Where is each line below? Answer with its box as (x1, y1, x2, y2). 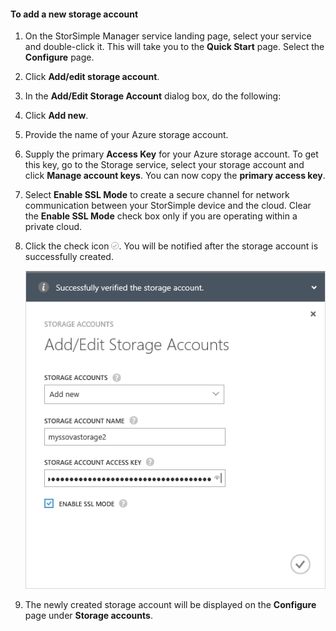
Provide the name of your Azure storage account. (24, 129, 229, 141)
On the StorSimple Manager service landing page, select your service (24, 30, 312, 42)
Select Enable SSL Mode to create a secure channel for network (24, 189, 290, 201)
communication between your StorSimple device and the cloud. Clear (24, 200, 312, 212)
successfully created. (24, 251, 114, 263)
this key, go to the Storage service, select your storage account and (24, 159, 305, 171)
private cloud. (24, 221, 83, 233)
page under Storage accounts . (24, 610, 153, 622)
